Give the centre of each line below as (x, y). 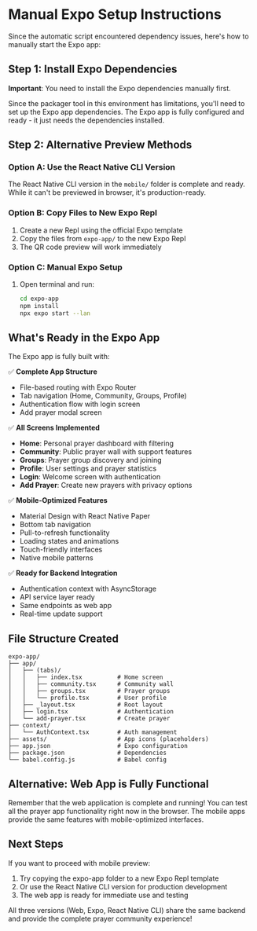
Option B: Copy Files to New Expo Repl (83, 213)
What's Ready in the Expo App (84, 338)
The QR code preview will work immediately (91, 247)
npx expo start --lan (55, 313)
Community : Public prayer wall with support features (106, 452)
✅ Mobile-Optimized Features (58, 500)
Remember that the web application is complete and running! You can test (128, 803)
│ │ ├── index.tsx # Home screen (86, 677)
